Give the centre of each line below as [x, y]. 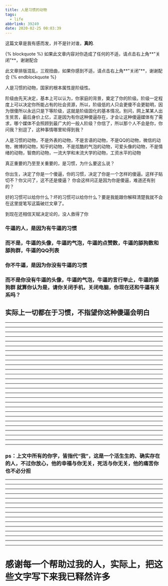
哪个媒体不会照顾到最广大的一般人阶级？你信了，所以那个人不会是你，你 [88, 124]
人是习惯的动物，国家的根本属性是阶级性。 [49, 88]
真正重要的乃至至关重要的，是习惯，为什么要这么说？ [60, 164]
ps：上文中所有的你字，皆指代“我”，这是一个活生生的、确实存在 [83, 456]
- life [16, 19]
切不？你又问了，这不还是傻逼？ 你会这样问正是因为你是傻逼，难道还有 [78, 180]
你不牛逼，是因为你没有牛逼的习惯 [46, 265]
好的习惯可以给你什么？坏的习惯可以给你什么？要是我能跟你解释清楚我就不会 [84, 197]
